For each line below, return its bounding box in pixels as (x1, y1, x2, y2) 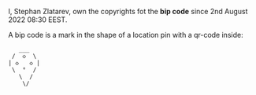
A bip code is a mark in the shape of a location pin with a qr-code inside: (8, 31, 243, 39)
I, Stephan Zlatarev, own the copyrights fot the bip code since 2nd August (8, 7, 248, 16)
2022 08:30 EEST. (8, 15, 68, 24)
